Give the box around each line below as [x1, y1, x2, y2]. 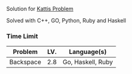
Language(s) [69, 48, 107, 56]
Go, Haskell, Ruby [63, 58, 114, 66]
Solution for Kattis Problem [6, 5, 74, 12]
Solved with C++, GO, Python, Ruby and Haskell [6, 17, 127, 24]
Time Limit [6, 32, 38, 40]
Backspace [9, 58, 41, 66]
